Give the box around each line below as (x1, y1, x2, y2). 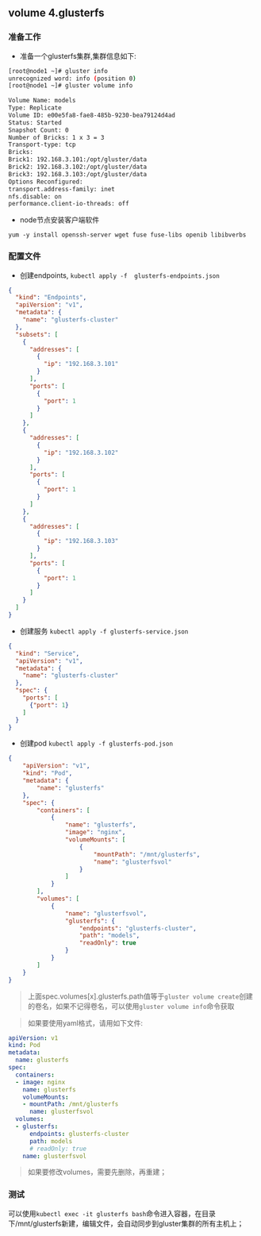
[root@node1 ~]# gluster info (8, 67, 109, 75)
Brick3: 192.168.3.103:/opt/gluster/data (8, 170, 148, 178)
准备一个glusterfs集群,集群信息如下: (19, 51, 136, 60)
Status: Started (8, 118, 62, 126)
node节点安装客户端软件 (19, 215, 100, 225)
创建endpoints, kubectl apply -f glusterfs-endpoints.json (19, 270, 220, 280)
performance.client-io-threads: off (8, 200, 129, 208)
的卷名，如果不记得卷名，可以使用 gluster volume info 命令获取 (27, 1001, 235, 1011)
